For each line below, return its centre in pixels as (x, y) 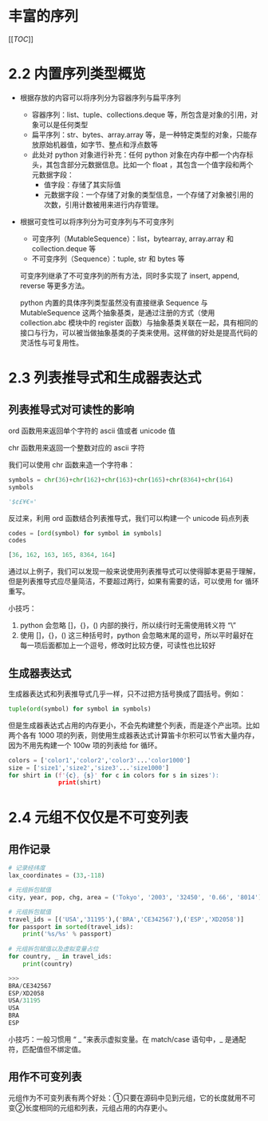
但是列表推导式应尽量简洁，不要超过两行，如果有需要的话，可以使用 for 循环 (134, 582)
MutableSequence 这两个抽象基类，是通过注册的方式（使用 (117, 312)
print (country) (48, 964)
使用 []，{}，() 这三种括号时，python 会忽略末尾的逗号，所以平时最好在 (136, 635)
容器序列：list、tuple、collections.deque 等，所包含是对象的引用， (141, 114)
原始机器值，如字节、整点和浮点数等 (98, 144)
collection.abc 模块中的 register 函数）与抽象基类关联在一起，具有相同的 (139, 322)
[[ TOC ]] (21, 39)
